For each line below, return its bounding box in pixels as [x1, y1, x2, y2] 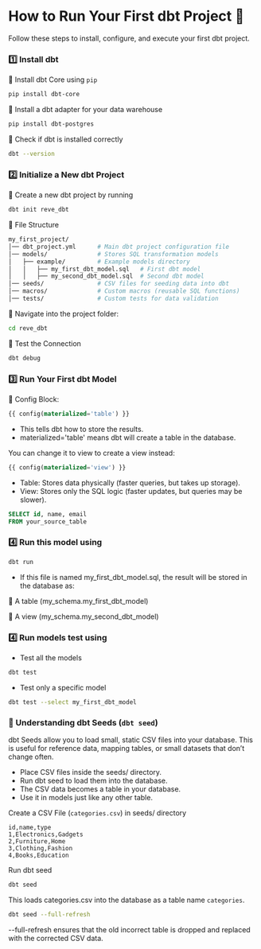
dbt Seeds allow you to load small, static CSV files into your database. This [8, 735, 253, 745]
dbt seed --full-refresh [8, 910, 91, 918]
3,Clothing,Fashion [8, 844, 73, 852]
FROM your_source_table [8, 517, 88, 526]
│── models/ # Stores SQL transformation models [8, 250, 219, 258]
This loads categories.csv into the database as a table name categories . [8, 895, 245, 904]
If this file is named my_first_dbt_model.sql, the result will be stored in [19, 572, 247, 581]
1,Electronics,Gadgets [8, 830, 84, 838]
